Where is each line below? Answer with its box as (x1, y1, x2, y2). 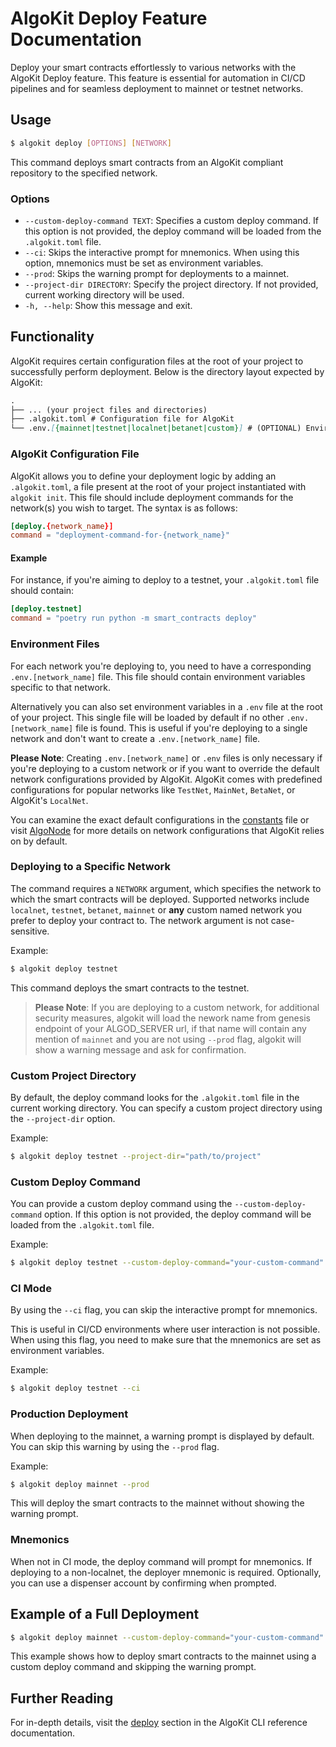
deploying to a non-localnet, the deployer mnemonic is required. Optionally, (10, 1566, 322, 1578)
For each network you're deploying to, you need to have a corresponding (10, 660, 312, 672)
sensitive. (10, 925, 50, 937)
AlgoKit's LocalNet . (10, 794, 89, 806)
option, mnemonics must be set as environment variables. (24, 257, 264, 269)
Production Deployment (10, 1407, 129, 1421)
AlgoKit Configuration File (10, 447, 140, 461)
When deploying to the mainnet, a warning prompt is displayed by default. (10, 1430, 315, 1442)
